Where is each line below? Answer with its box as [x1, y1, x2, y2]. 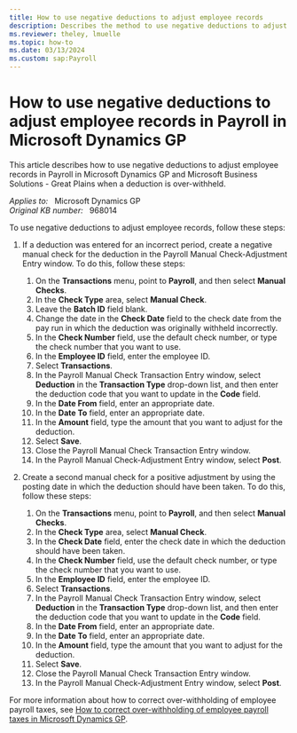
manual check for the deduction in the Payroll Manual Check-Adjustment [21, 248, 288, 259]
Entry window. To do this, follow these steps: [21, 258, 186, 269]
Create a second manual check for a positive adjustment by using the [21, 471, 277, 482]
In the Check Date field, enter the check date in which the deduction [35, 536, 286, 547]
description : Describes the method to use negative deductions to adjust [9, 21, 288, 30]
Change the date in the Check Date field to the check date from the [35, 312, 282, 324]
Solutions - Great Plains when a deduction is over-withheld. [9, 178, 226, 189]
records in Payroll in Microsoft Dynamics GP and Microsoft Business [9, 169, 258, 179]
